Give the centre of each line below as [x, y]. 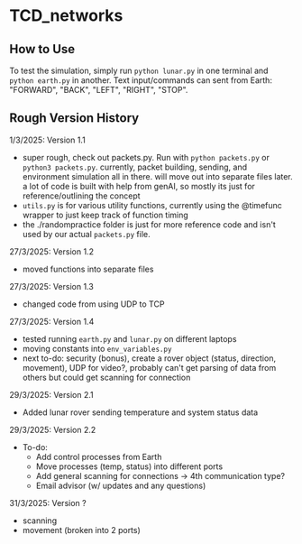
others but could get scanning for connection [106, 377]
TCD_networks [66, 16]
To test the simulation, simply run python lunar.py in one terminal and [139, 70]
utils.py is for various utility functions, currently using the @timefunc [152, 205]
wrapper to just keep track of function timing [105, 215]
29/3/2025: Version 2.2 [53, 429]
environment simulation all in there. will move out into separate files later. [157, 176]
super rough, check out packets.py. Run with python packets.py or [146, 157]
